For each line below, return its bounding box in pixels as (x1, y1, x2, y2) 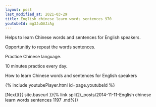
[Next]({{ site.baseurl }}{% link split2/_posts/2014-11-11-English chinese (5, 92, 152, 98)
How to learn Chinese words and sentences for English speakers (5, 72, 137, 79)
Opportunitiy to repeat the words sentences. (5, 44, 96, 50)
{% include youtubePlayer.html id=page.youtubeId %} (5, 82, 115, 88)
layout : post (5, 7, 32, 12)
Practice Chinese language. (5, 54, 61, 60)
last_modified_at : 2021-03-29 (5, 12, 68, 17)
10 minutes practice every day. (5, 63, 68, 69)
